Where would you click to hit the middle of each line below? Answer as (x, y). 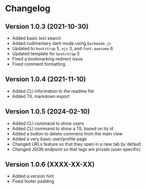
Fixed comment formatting (39, 64)
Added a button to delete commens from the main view (67, 133)
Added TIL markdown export (41, 96)
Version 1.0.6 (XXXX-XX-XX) (50, 164)
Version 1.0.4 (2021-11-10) (46, 79)
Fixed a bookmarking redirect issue (47, 59)
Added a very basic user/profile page (49, 139)
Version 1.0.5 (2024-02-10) (47, 112)
